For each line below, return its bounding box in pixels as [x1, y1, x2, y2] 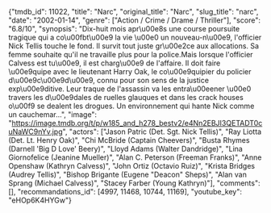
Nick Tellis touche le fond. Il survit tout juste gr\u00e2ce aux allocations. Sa [8, 41, 260, 51]
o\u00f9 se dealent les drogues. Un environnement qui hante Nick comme [8, 101, 255, 111]
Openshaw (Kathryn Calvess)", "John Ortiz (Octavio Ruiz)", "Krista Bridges [8, 161, 256, 170]
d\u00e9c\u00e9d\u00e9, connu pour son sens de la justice [8, 76, 210, 85]
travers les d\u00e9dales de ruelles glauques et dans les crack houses [8, 93, 244, 102]
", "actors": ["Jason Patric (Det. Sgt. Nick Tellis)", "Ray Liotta [62, 127, 262, 136]
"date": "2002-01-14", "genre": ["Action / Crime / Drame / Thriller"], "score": [8, 15, 261, 25]
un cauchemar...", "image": [8, 110, 98, 119]
